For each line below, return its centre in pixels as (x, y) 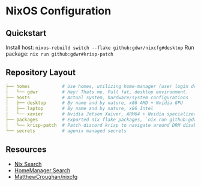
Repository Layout (41, 73)
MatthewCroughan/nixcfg (46, 176)
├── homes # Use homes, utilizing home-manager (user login (97, 86)
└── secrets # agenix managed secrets (66, 131)
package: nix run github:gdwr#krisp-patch (59, 54)
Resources (26, 150)
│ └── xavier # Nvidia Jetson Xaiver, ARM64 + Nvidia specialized (101, 114)
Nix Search (28, 164)
